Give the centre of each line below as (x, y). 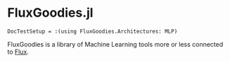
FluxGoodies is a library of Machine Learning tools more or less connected (115, 44)
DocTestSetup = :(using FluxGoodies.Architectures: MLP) (92, 31)
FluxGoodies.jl (50, 13)
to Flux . (18, 52)
